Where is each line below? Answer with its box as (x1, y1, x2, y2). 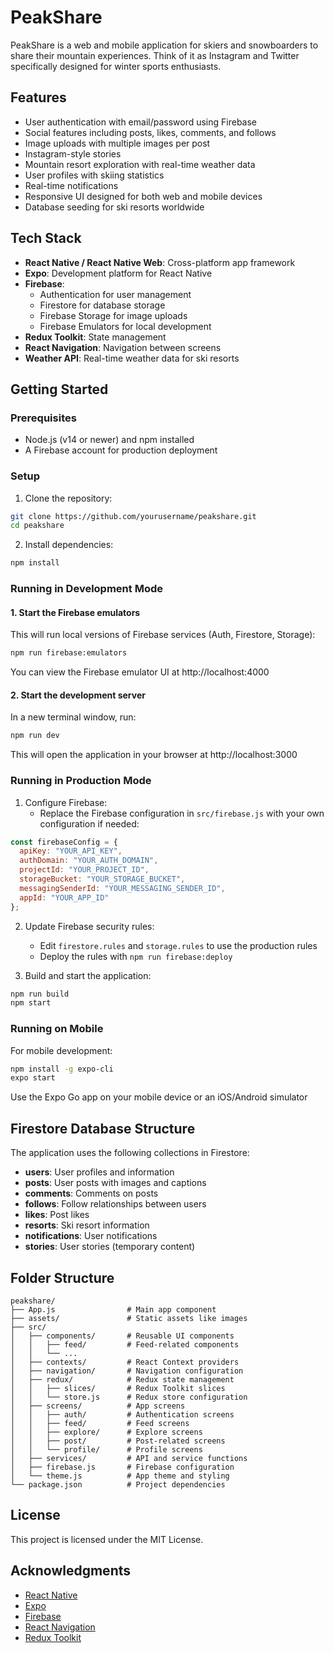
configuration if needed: (39, 817, 140, 830)
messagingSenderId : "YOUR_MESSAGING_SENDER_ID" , (19, 883, 226, 893)
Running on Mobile (10, 1022, 104, 1036)
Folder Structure (10, 1269, 115, 1286)
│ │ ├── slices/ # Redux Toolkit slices (10, 1383, 226, 1393)
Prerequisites (10, 411, 77, 425)
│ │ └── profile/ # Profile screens (10, 1444, 203, 1455)
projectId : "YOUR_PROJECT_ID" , (19, 865, 150, 875)
